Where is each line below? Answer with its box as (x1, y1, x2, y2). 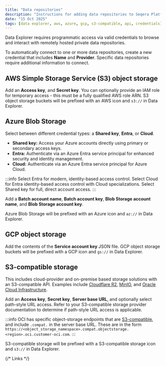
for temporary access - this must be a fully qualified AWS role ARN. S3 (5, 92, 149, 99)
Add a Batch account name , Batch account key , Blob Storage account (5, 196, 151, 202)
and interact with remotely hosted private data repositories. (5, 40, 126, 46)
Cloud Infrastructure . (5, 286, 48, 292)
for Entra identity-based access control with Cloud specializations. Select (5, 181, 155, 187)
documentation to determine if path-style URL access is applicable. (5, 307, 142, 313)
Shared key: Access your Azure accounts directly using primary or (12, 140, 149, 146)
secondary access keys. (12, 145, 62, 151)
